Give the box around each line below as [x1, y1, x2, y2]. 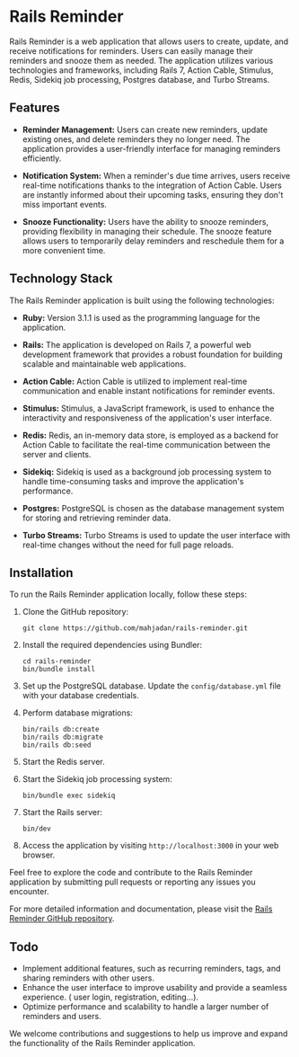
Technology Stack [9, 271, 113, 287]
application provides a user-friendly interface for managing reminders [22, 143, 281, 154]
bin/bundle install [22, 665, 96, 674]
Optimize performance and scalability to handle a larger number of [22, 1001, 269, 1012]
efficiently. [22, 153, 62, 164]
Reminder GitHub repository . [9, 913, 115, 924]
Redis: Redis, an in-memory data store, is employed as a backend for [22, 430, 279, 440]
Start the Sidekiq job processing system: [22, 774, 172, 785]
